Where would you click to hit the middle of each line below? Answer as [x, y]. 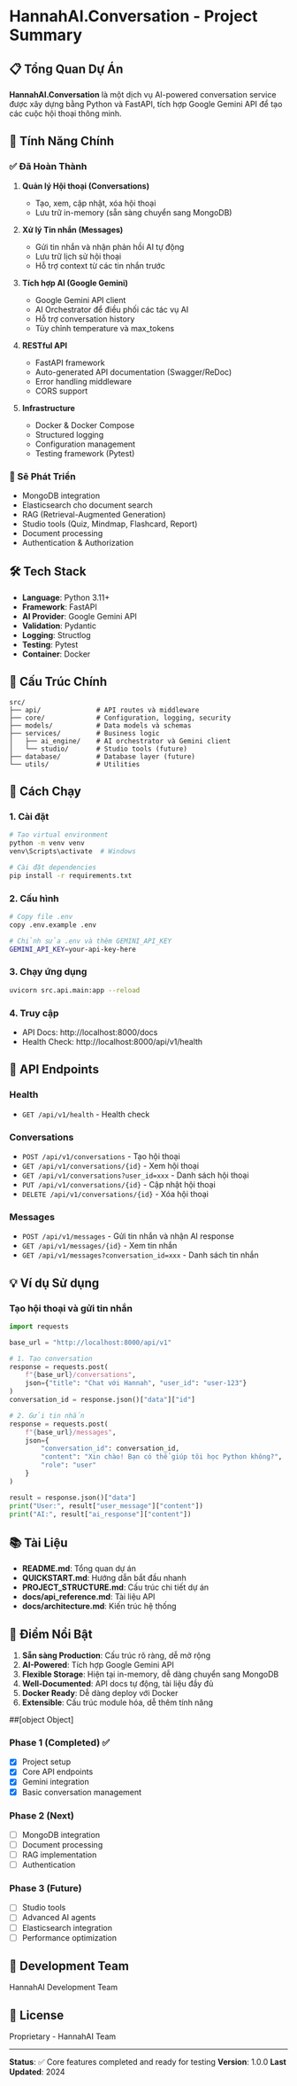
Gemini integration [56, 1782]
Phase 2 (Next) [42, 1816]
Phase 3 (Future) [46, 1888]
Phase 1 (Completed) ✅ [60, 1742]
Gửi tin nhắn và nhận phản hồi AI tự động [110, 246]
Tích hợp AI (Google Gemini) [75, 283]
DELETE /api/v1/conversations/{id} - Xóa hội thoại [115, 1194]
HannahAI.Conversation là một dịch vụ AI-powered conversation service [143, 94]
